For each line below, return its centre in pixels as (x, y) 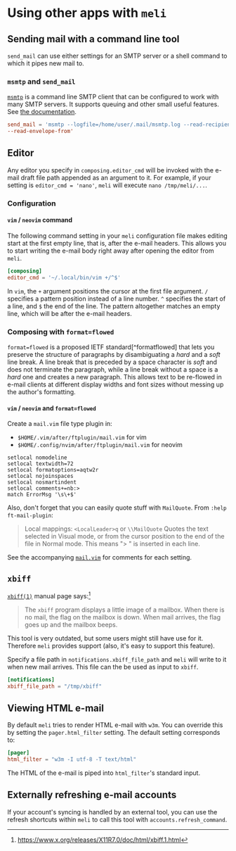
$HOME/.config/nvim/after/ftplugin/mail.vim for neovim (100, 445)
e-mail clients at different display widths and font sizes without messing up (116, 384)
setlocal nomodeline (38, 458)
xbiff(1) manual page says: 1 (49, 595)
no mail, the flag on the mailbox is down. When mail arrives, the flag (123, 617)
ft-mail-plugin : (31, 515)
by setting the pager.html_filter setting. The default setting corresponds (114, 733)
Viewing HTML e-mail (55, 708)
